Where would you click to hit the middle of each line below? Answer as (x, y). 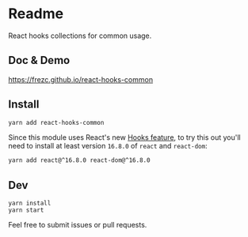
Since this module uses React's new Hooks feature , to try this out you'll (124, 137)
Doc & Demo (39, 60)
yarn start (26, 210)
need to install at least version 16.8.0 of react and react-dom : (108, 146)
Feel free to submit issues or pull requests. (78, 225)
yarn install (30, 203)
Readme (36, 14)
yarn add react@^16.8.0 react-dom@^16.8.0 (79, 160)
